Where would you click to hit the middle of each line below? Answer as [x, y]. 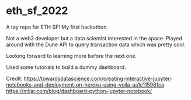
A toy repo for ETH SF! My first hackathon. [57, 27]
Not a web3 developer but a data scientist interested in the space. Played [94, 38]
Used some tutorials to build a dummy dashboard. [66, 67]
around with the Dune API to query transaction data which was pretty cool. [96, 44]
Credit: [14, 78]
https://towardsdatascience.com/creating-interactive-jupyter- [98, 78]
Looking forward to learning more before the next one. [72, 56]
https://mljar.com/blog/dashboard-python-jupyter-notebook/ [79, 91]
